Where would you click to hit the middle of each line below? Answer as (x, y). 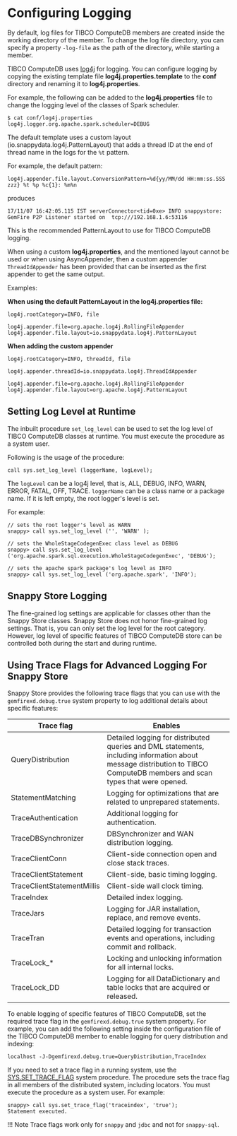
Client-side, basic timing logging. (162, 875)
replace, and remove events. (154, 918)
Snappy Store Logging (57, 596)
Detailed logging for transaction (159, 929)
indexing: (21, 1044)
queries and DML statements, (156, 747)
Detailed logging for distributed (158, 738)
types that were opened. (147, 782)
